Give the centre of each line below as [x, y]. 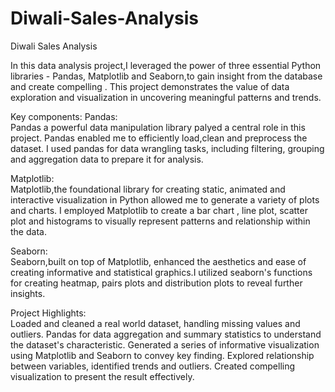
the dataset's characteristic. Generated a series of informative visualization [165, 344]
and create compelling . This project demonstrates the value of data [150, 86]
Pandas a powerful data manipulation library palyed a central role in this [158, 127]
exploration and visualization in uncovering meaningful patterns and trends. [166, 97]
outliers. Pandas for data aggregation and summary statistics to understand [166, 334]
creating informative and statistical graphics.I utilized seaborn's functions [161, 272]
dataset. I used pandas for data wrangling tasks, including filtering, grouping [167, 148]
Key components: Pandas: [64, 116]
